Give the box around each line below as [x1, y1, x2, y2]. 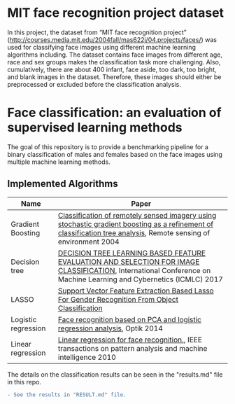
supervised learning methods [7, 120, 183, 136]
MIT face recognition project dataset [7, 5, 225, 21]
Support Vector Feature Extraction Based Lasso [58, 286, 215, 295]
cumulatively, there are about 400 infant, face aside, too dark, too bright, [7, 65, 217, 74]
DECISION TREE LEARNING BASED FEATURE [58, 248, 206, 258]
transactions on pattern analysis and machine [58, 343, 208, 353]
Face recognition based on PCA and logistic [58, 314, 201, 324]
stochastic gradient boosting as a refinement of [58, 219, 214, 229]
